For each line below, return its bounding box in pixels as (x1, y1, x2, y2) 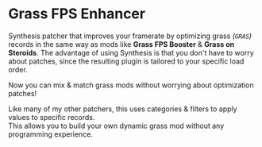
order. (8, 64, 28, 74)
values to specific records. (8, 112, 95, 122)
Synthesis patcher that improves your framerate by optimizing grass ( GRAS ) (8, 31, 252, 41)
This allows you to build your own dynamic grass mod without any (8, 121, 225, 130)
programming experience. (8, 129, 94, 139)
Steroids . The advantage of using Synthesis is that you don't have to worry (8, 48, 254, 57)
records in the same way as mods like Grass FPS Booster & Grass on (8, 39, 235, 48)
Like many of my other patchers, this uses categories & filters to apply (8, 104, 237, 114)
